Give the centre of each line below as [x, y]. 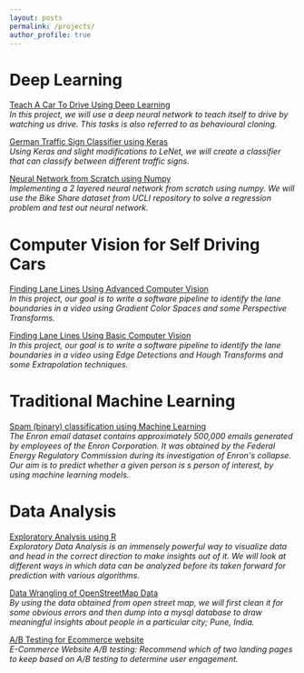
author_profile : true [50, 35]
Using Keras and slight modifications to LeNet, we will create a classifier [145, 152]
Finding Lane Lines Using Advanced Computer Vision [109, 289]
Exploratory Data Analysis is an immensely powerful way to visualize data [148, 547]
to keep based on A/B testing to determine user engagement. [124, 659]
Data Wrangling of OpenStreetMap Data [84, 593]
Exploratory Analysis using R [63, 537]
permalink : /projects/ [52, 26]
